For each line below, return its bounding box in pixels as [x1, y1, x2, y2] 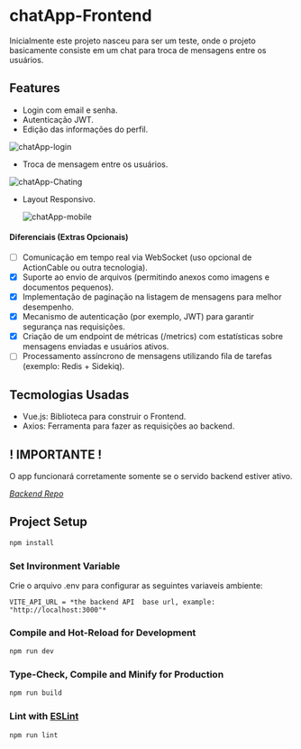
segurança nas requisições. [22, 321, 126, 332]
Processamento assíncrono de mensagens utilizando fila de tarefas [22, 351, 272, 362]
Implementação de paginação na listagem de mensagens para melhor [22, 291, 282, 302]
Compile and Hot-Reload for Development [9, 626, 196, 639]
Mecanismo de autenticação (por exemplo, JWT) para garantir [22, 311, 255, 322]
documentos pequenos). [22, 282, 114, 293]
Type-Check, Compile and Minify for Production [9, 669, 224, 681]
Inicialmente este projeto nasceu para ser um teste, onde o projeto [9, 35, 257, 46]
